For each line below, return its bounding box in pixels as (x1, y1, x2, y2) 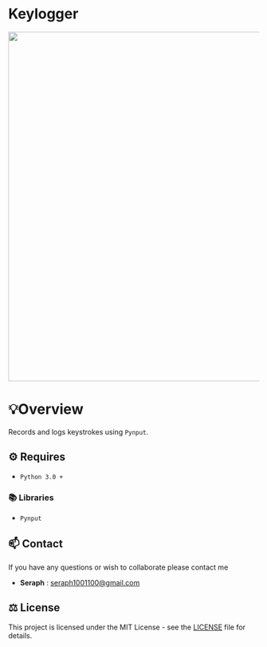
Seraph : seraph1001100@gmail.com (19, 578, 140, 587)
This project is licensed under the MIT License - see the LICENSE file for (8, 622, 245, 632)
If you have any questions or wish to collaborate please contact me (8, 562, 229, 572)
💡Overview (8, 400, 84, 419)
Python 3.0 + (19, 473, 64, 481)
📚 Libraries (8, 492, 54, 503)
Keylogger (8, 5, 79, 23)
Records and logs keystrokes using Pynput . (8, 427, 149, 436)
